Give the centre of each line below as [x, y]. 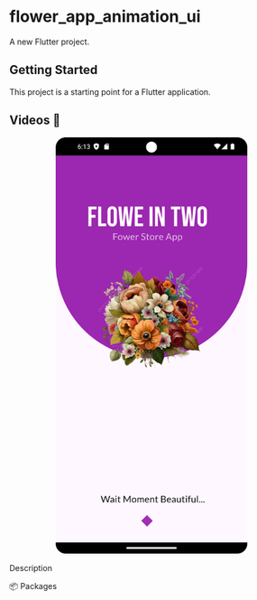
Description [31, 568]
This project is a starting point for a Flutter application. [110, 91]
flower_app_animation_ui [105, 17]
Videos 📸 [35, 121]
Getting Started [54, 70]
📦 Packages [33, 586]
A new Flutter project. [50, 42]
